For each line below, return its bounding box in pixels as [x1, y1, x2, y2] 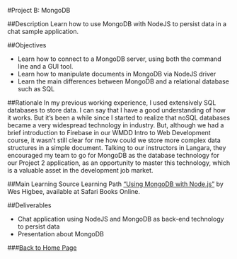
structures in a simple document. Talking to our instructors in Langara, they [7, 144, 226, 151]
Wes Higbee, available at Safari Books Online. [7, 188, 140, 195]
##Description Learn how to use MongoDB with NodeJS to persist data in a [7, 20, 226, 28]
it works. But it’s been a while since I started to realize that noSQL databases [7, 113, 231, 122]
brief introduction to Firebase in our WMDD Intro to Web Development [7, 129, 211, 137]
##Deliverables [7, 201, 52, 209]
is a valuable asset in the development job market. [7, 166, 154, 174]
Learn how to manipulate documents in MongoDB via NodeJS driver [17, 70, 216, 78]
